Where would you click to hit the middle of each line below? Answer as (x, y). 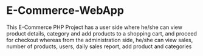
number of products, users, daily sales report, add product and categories (99, 46)
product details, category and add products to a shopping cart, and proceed (102, 33)
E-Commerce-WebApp (65, 11)
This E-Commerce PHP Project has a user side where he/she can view (94, 27)
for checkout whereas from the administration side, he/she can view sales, (100, 40)
